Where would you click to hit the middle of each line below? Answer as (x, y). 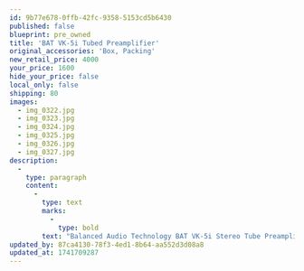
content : (42, 186)
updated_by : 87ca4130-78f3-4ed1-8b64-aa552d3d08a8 (107, 245)
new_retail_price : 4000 (54, 60)
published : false (42, 26)
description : (34, 160)
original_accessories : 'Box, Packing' (82, 51)
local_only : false (44, 85)
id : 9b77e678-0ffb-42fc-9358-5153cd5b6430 (90, 18)
